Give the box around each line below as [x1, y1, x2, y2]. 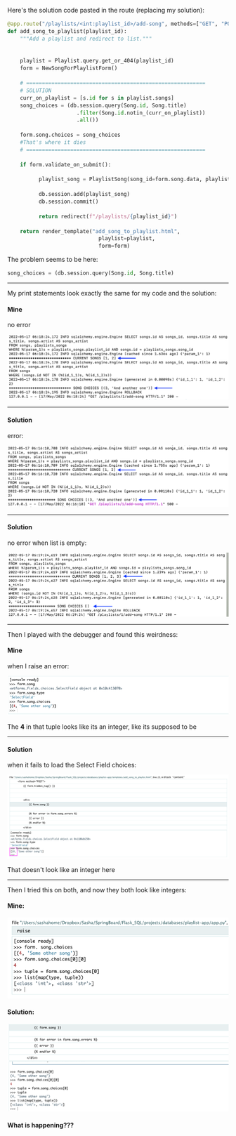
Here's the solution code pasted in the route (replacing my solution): [7, 6, 205, 14]
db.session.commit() [38, 198, 99, 205]
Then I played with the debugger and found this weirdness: [7, 630, 178, 638]
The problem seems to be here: [7, 256, 98, 264]
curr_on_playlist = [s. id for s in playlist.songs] [20, 94, 174, 101]
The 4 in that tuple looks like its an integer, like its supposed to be [7, 722, 197, 731]
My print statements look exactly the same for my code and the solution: [7, 289, 217, 297]
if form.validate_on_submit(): [20, 161, 112, 168]
